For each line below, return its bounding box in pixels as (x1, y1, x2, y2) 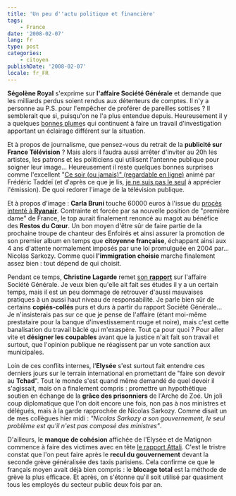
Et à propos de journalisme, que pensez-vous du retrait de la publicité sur (7, 140, 223, 148)
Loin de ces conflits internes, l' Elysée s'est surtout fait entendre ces (7, 361, 206, 370)
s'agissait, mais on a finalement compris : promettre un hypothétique (7, 384, 207, 392)
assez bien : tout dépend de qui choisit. (7, 259, 122, 267)
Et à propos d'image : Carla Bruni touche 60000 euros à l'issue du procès (7, 199, 222, 207)
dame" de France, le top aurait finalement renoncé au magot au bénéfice (7, 213, 218, 223)
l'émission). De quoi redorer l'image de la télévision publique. (7, 185, 185, 194)
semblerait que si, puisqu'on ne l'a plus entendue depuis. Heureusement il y (7, 111, 228, 120)
